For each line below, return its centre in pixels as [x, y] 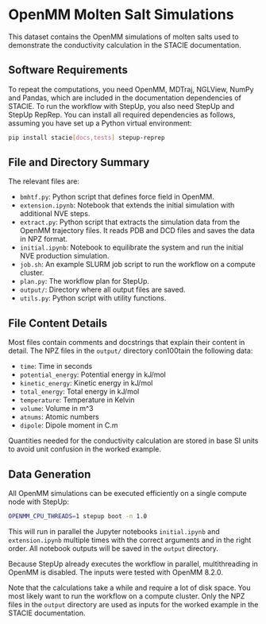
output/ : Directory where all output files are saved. [102, 290]
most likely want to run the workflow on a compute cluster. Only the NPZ [127, 596]
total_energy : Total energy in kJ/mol [79, 392]
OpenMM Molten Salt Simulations [121, 15]
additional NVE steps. [55, 214]
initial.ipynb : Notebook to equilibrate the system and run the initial [131, 247]
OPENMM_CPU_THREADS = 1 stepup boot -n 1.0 [78, 517]
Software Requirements [68, 70]
